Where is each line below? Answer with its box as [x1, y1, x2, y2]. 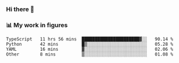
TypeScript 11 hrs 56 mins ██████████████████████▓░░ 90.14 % [6, 36, 174, 42]
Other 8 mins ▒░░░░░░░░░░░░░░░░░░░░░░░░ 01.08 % [6, 51, 174, 57]
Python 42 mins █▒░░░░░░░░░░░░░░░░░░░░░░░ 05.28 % [6, 42, 174, 47]
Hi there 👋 [6, 5, 35, 13]
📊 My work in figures [6, 21, 68, 29]
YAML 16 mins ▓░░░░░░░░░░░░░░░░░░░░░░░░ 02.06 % [6, 46, 174, 53]
